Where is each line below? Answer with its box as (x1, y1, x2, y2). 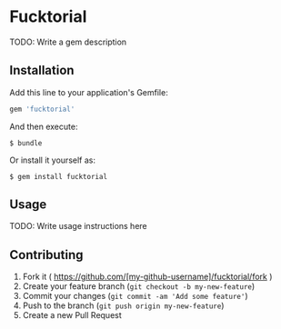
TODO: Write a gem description (9, 36, 127, 47)
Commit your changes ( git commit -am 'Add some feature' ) (22, 291, 248, 302)
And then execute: (9, 121, 78, 132)
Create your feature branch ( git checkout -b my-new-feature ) (22, 281, 256, 292)
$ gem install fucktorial (9, 172, 107, 181)
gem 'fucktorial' (9, 105, 75, 114)
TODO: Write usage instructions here (9, 221, 147, 232)
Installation (9, 63, 75, 78)
